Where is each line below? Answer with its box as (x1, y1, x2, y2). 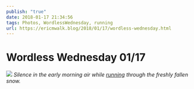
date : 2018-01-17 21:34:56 (6, 14, 73, 20)
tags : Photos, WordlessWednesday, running (6, 20, 113, 26)
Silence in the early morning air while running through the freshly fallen (13, 71, 189, 78)
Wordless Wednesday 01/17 (6, 51, 146, 64)
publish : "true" (6, 8, 46, 15)
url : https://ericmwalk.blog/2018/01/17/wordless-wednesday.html (6, 25, 171, 31)
